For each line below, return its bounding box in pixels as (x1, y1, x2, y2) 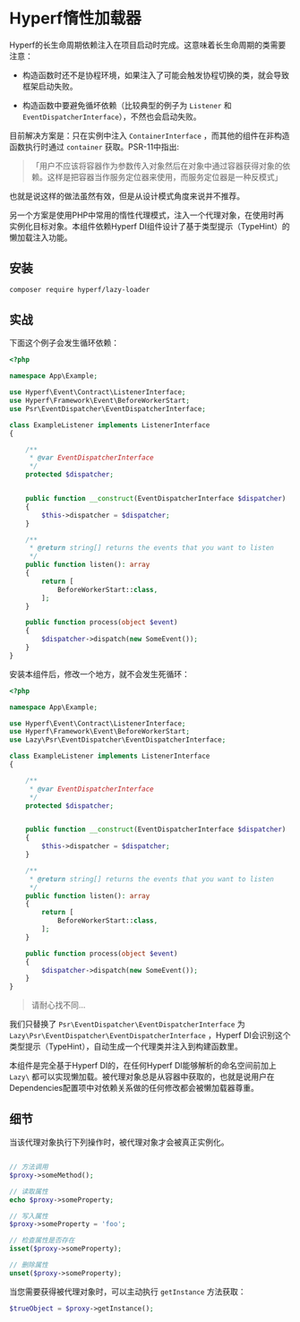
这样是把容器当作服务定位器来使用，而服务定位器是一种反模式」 (47, 171, 283, 182)
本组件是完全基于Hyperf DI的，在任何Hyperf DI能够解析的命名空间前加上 (9, 1060, 278, 1071)
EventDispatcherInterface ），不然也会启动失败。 (21, 111, 201, 122)
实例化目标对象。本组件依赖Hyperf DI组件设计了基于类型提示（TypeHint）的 (9, 220, 290, 231)
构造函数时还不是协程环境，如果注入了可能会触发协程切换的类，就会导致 (21, 69, 289, 81)
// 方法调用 (9, 1163, 49, 1172)
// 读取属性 (9, 1187, 49, 1196)
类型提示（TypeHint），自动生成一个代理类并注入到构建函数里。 (9, 1041, 244, 1052)
